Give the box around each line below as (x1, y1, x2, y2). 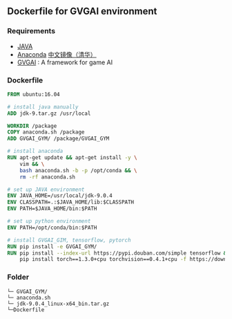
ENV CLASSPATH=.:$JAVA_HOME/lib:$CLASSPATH (7, 199, 135, 206)
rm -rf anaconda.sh (19, 173, 76, 181)
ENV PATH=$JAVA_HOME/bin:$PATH (7, 206, 97, 212)
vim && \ (19, 161, 45, 167)
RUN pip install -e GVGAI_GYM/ (7, 243, 97, 250)
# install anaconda (7, 148, 64, 155)
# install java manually (7, 103, 79, 110)
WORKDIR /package (7, 122, 57, 129)
